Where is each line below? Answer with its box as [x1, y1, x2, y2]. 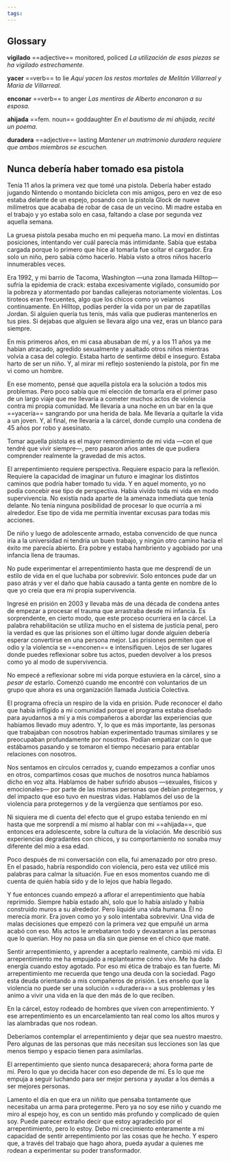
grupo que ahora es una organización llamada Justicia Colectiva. [7, 686, 190, 694]
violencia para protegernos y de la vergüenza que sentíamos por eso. [7, 800, 203, 808]
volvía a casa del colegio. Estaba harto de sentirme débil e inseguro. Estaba [7, 352, 220, 361]
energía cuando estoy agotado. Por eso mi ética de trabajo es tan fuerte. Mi [7, 962, 220, 970]
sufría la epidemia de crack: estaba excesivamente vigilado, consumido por [7, 280, 220, 289]
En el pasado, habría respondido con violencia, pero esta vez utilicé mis [7, 863, 209, 871]
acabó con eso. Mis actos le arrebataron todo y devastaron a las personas [7, 927, 217, 935]
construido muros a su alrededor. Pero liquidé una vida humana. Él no [7, 905, 203, 913]
